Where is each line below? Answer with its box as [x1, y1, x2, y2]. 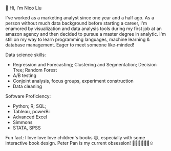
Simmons [12, 119, 33, 125]
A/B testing [12, 72, 37, 79]
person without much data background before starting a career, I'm [5, 20, 147, 26]
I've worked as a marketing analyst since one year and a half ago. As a [5, 15, 155, 20]
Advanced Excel [12, 114, 47, 120]
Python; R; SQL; [12, 103, 47, 109]
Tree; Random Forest [12, 67, 57, 73]
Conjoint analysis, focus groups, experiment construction [12, 78, 134, 84]
